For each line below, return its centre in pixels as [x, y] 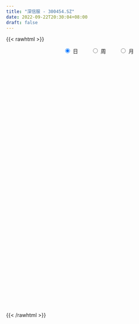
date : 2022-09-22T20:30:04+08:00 [47, 17]
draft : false [22, 22]
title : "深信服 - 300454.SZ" [40, 11]
